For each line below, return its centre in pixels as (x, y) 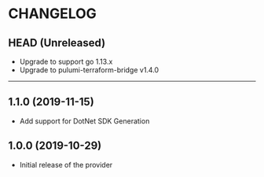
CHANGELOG (52, 14)
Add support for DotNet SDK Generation (84, 121)
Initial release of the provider (66, 164)
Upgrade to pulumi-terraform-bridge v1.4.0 (89, 70)
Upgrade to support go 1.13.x (66, 61)
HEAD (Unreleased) (57, 43)
